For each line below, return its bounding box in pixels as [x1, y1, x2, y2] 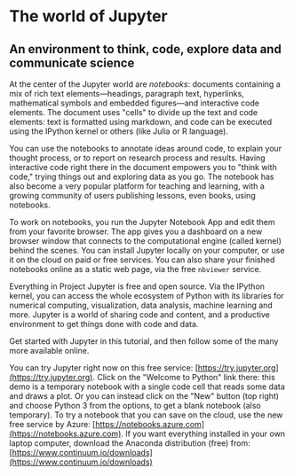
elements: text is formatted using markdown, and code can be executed [9, 117, 273, 127]
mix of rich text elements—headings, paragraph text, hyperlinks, [9, 89, 244, 98]
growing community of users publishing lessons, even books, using [9, 191, 256, 200]
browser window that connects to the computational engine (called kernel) [9, 236, 282, 246]
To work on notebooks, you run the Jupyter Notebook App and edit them [9, 217, 275, 227]
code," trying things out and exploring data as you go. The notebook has [9, 171, 274, 182]
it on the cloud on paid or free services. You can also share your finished [9, 254, 275, 265]
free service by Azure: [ [9, 419, 96, 429]
